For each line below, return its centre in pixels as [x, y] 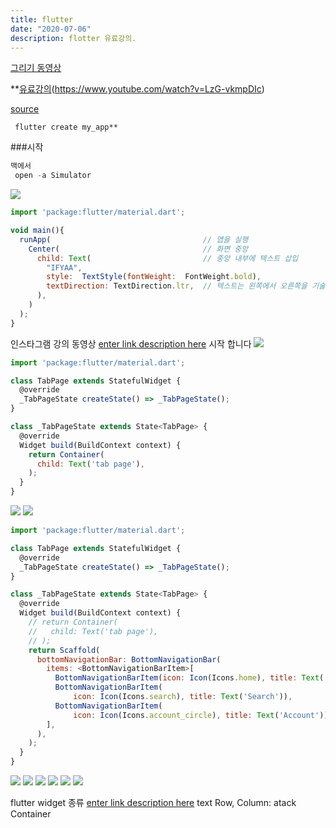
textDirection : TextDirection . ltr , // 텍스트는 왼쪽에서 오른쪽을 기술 [186, 286]
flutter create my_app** [66, 127]
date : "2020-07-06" [51, 29]
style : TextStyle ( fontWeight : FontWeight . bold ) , [154, 277]
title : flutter [42, 19]
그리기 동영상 [36, 68]
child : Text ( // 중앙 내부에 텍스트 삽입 [167, 258]
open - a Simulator [53, 176]
